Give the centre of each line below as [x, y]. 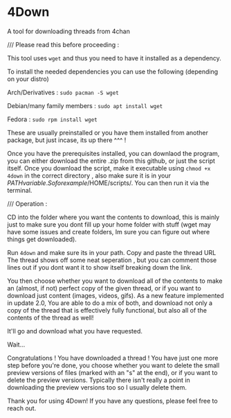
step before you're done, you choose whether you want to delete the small [113, 365]
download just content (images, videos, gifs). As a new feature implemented [116, 295]
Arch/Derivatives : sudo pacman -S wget [63, 92]
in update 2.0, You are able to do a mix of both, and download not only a [110, 303]
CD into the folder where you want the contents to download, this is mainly [113, 217]
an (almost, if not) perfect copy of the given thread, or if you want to [104, 288]
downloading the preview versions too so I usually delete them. [97, 387]
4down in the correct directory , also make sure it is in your [89, 175]
